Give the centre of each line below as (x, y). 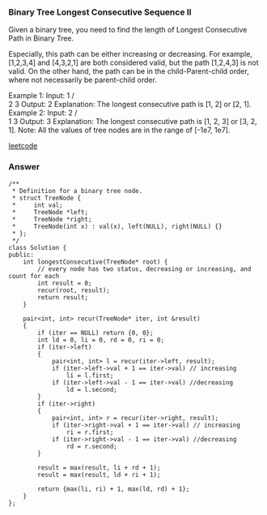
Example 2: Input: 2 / (43, 113)
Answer (24, 167)
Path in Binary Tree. (41, 38)
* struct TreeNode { (47, 198)
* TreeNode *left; (50, 212)
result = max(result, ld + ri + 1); (99, 474)
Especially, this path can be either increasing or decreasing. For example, (131, 54)
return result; (63, 297)
